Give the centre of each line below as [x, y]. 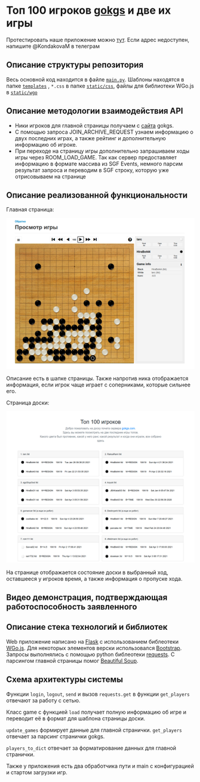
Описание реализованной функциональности [97, 195]
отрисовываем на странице [50, 176]
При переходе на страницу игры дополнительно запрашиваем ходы [102, 151]
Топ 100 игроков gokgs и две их [89, 10]
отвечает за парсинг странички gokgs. [56, 736]
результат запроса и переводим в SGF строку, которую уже [92, 170]
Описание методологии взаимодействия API [95, 111]
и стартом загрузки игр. [37, 772]
